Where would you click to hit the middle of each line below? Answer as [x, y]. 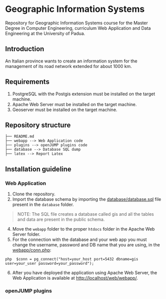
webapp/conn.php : [32, 250]
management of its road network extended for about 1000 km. [69, 66]
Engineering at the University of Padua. [45, 33]
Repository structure [38, 125]
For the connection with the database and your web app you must [80, 239]
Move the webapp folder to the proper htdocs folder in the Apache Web [83, 229]
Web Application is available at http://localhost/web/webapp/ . [75, 278]
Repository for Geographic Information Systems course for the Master [77, 23]
